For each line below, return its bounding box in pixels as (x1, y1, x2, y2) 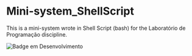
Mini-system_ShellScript (6, 4, 135, 18)
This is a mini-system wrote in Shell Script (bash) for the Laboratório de (6, 24, 186, 32)
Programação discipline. (6, 30, 68, 38)
